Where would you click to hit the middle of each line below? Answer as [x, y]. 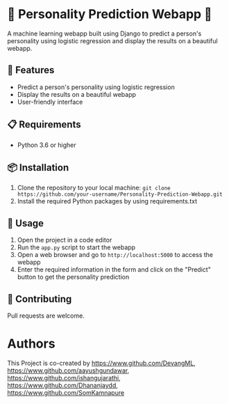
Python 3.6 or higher [46, 145]
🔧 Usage [25, 223]
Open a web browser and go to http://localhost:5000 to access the [115, 255]
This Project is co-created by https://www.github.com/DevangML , [101, 363]
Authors [31, 344]
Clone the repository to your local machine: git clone [94, 188]
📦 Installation [38, 168]
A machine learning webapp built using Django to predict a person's [104, 33]
